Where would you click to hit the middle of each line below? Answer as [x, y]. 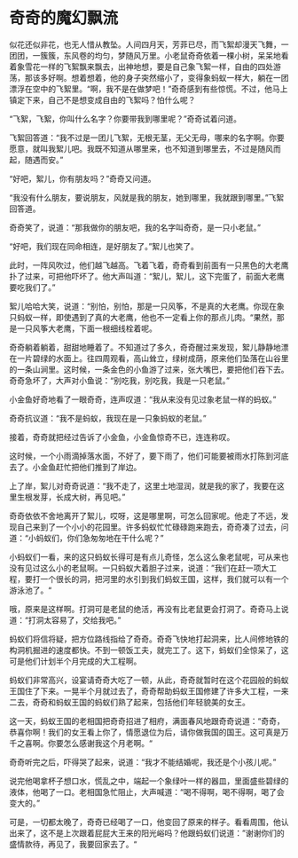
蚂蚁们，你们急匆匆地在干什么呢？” [100, 538]
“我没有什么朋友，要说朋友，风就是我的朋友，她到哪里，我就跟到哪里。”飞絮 [147, 197]
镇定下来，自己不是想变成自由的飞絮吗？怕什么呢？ [102, 99]
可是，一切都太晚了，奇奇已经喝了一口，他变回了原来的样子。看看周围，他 [145, 822]
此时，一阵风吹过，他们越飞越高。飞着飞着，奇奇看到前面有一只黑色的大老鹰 [149, 265]
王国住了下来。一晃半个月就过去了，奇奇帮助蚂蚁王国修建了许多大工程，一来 [149, 691]
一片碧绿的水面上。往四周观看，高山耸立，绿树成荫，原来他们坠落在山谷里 [153, 358]
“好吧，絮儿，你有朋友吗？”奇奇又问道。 [83, 178]
